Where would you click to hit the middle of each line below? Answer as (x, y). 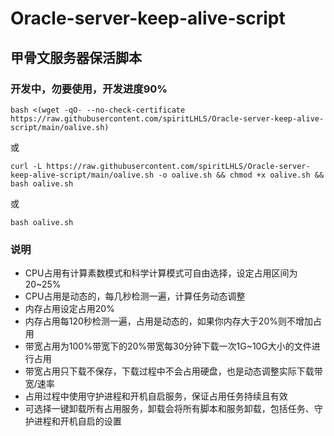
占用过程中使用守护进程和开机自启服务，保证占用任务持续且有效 (156, 396)
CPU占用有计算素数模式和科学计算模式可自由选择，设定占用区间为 (161, 273)
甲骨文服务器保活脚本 (76, 57)
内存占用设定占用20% (69, 309)
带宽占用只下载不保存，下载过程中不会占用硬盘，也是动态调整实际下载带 (173, 371)
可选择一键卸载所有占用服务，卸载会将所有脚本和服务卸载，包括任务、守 (173, 409)
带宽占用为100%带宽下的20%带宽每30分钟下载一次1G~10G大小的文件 (168, 346)
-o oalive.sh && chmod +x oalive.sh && (241, 175)
